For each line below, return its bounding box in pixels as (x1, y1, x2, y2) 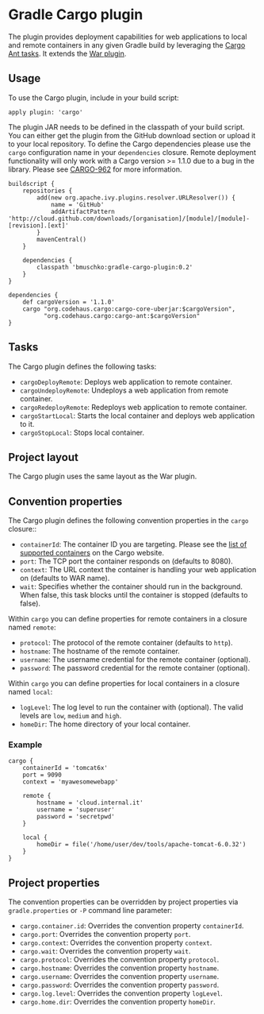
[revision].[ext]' (8, 221, 69, 230)
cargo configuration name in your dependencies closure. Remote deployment (8, 147, 256, 157)
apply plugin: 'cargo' (8, 108, 83, 116)
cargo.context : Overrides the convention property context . (19, 938, 212, 947)
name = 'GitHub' (50, 200, 105, 208)
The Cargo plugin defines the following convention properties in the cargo (8, 516, 249, 525)
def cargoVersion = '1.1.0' (22, 298, 115, 306)
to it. (19, 419, 35, 428)
